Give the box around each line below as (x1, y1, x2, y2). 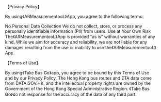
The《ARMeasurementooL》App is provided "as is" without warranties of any (5, 34, 155, 39)
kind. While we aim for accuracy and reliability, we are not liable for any (5, 39, 147, 45)
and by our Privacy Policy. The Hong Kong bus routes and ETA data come (5, 76, 152, 81)
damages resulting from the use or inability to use (5, 45, 104, 50)
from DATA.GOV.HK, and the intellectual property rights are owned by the (5, 80, 151, 86)
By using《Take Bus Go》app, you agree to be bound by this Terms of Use (5, 70, 149, 76)
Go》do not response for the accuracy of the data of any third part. (5, 91, 137, 97)
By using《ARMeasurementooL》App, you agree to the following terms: (5, 13, 144, 19)
